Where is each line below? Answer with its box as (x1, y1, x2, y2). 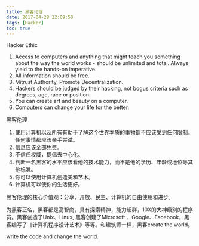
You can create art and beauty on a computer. (14, 98, 128, 105)
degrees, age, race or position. (14, 91, 91, 98)
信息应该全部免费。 (14, 144, 63, 151)
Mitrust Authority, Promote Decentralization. (14, 79, 124, 86)
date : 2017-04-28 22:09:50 (6, 14, 74, 20)
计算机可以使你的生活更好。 (14, 181, 84, 188)
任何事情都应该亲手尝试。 (14, 136, 78, 144)
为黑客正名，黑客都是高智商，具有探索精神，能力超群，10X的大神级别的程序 (6, 206, 194, 213)
